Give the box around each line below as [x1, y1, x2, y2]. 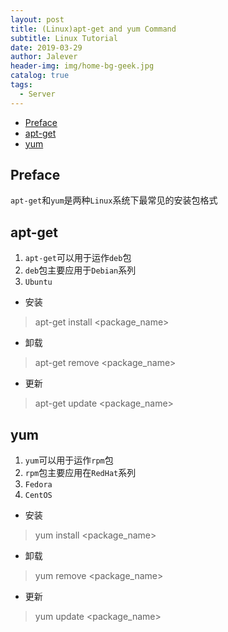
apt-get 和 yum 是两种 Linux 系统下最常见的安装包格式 [10, 194, 218, 206]
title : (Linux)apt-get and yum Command [10, 24, 177, 34]
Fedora [24, 480, 53, 490]
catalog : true [10, 71, 70, 81]
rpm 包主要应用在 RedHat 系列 [24, 467, 137, 479]
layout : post [10, 14, 65, 25]
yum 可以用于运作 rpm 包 [24, 454, 114, 466]
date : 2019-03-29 [10, 42, 83, 53]
